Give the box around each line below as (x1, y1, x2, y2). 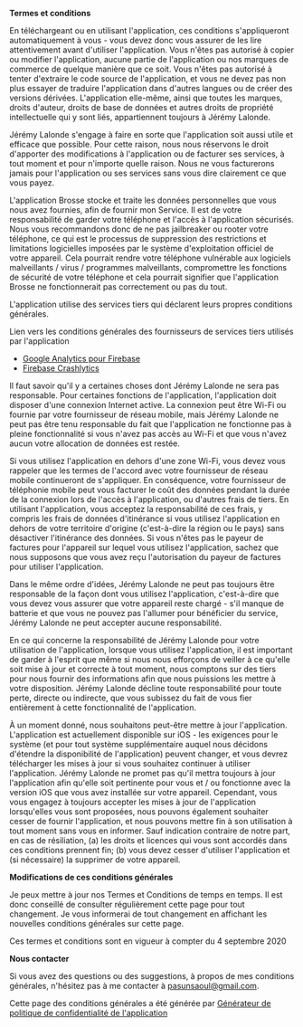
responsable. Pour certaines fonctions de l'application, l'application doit (9, 390, 278, 401)
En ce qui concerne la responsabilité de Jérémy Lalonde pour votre (9, 635, 260, 645)
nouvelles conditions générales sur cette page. (9, 918, 185, 928)
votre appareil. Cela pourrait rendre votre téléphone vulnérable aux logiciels (9, 252, 291, 263)
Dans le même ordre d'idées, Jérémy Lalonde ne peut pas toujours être (9, 579, 275, 589)
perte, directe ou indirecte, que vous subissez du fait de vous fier (9, 692, 252, 703)
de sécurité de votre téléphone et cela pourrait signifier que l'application (9, 271, 279, 282)
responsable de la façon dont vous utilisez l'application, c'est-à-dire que (9, 588, 279, 599)
